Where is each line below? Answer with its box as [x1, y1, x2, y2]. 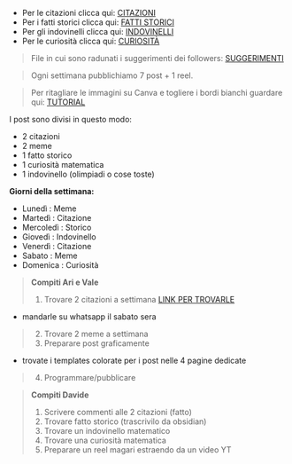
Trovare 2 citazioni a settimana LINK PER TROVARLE [43, 295, 235, 304]
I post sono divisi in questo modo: [9, 114, 133, 124]
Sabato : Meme [21, 250, 78, 261]
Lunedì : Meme [21, 203, 77, 214]
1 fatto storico [21, 150, 73, 161]
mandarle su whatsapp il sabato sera [21, 311, 157, 322]
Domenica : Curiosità [21, 260, 99, 270]
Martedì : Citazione [21, 213, 92, 223]
